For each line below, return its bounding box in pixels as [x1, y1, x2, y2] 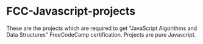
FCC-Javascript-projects [6, 4, 136, 18]
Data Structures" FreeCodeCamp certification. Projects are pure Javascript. [6, 31, 196, 38]
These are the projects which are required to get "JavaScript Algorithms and [6, 24, 198, 32]
